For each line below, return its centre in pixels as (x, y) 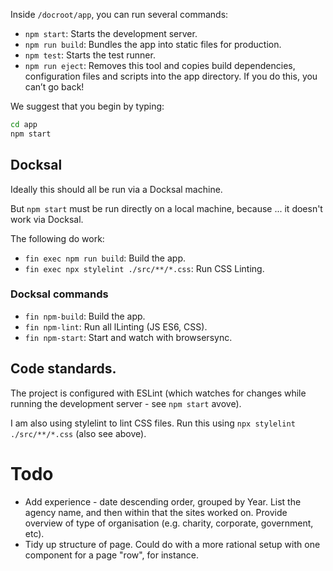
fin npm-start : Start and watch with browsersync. (128, 337)
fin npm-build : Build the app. (85, 316)
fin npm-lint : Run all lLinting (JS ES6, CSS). (116, 326)
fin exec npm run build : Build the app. (105, 258)
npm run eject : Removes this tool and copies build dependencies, (160, 65)
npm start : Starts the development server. (111, 33)
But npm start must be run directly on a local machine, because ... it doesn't (166, 208)
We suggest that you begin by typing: (87, 106)
